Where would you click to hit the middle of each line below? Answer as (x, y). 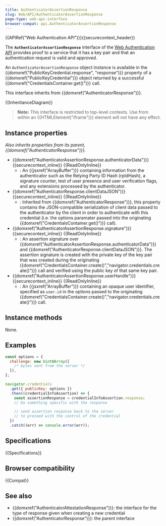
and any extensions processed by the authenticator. (73, 186)
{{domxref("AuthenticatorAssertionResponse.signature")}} (72, 228)
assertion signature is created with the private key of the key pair (86, 255)
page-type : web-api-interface (36, 19)
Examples (21, 345)
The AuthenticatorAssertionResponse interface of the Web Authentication (80, 47)
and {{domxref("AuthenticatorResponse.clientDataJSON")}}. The (86, 250)
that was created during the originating (59, 260)
